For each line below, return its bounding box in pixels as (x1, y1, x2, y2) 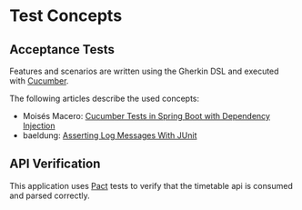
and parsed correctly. (9, 190, 90, 201)
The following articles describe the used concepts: (9, 93, 200, 104)
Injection (22, 120, 56, 131)
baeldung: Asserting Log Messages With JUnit (22, 130, 197, 141)
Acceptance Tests (9, 42, 116, 57)
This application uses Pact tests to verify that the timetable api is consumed (9, 180, 293, 191)
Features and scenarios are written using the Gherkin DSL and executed (9, 65, 279, 76)
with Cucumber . (9, 75, 69, 86)
